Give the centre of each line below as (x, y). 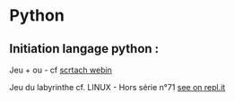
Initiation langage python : (84, 49)
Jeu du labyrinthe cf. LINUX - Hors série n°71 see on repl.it (117, 87)
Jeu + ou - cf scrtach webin (61, 70)
